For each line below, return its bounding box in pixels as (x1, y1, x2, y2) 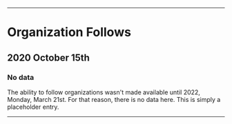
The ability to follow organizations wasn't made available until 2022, (7, 87, 200, 96)
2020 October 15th (7, 52, 90, 63)
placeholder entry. (7, 103, 59, 111)
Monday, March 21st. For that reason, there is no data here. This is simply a (7, 95, 221, 103)
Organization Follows (7, 25, 131, 40)
